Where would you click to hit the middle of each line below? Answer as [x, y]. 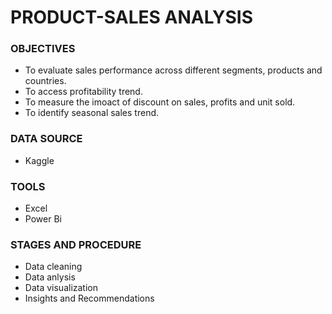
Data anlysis [50, 277]
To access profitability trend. [83, 92]
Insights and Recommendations [89, 298]
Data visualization [61, 288]
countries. [45, 81]
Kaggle [39, 160]
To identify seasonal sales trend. [92, 113]
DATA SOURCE [46, 139]
